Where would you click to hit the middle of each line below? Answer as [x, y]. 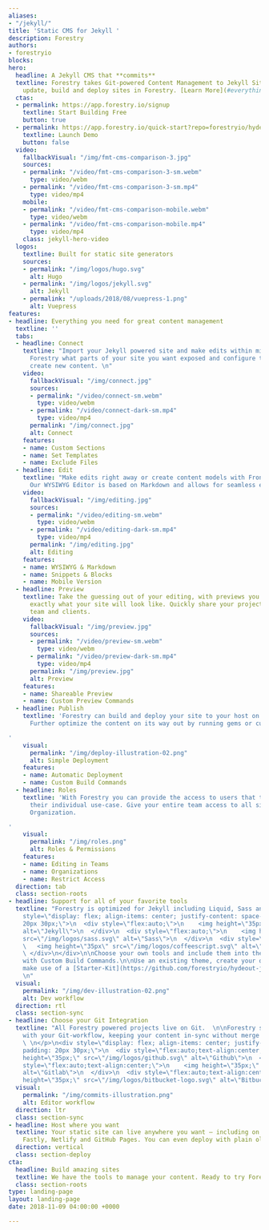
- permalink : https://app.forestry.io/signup [93, 105]
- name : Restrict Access [64, 879]
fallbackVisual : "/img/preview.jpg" [90, 627]
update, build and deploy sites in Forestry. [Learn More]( [125, 90]
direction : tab [41, 886]
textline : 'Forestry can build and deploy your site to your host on [141, 716]
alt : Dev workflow [53, 998]
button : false [46, 142]
